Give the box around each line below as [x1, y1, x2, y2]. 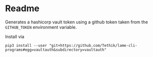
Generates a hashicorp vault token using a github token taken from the [5, 19, 149, 25]
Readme [5, 3, 40, 14]
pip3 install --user [5, 43, 48, 48]
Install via [5, 34, 25, 39]
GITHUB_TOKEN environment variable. [5, 24, 77, 30]
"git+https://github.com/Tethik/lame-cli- [49, 43, 138, 48]
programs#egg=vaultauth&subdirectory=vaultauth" [5, 47, 107, 52]
